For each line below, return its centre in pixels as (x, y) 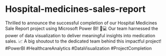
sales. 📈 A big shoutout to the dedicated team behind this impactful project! (83, 41)
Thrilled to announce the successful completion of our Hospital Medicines (81, 23)
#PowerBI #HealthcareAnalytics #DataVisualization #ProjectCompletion (79, 48)
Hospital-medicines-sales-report (76, 9)
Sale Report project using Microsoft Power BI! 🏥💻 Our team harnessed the (82, 28)
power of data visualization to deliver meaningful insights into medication (80, 35)
